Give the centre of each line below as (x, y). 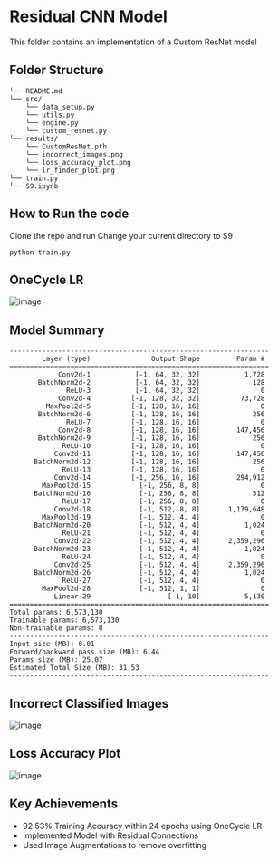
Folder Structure (57, 70)
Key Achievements (64, 804)
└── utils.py (50, 115)
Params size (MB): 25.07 (56, 660)
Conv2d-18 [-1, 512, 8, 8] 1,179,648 (159, 510)
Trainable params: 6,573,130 (64, 620)
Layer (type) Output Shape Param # (153, 359)
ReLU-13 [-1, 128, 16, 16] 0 (163, 470)
